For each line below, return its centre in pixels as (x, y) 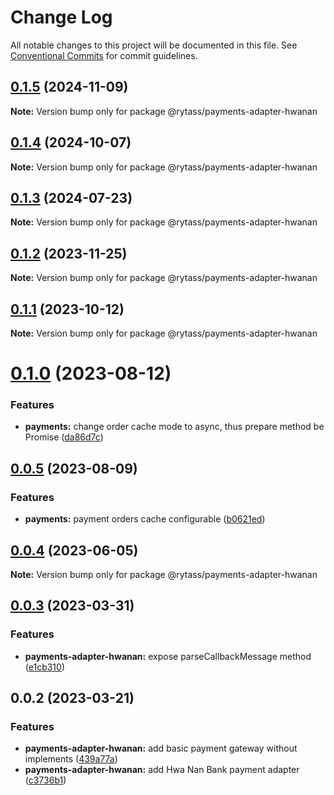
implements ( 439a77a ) (71, 759)
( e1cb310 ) (44, 667)
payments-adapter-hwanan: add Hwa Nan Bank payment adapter (162, 770)
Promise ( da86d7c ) (64, 437)
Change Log (61, 17)
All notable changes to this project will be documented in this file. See (154, 45)
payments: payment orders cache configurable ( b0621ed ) (145, 519)
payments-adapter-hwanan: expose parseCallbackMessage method (168, 656)
